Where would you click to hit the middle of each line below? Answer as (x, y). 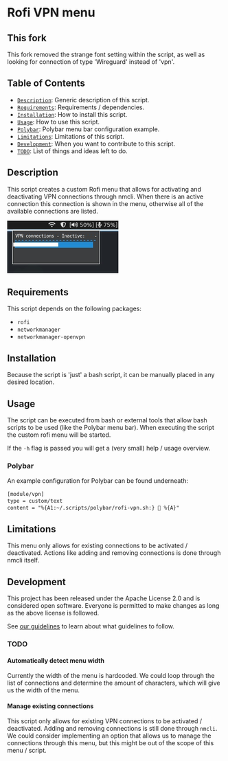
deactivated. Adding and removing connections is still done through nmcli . (112, 729)
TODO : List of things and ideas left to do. (72, 151)
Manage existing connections (50, 706)
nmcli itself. (23, 560)
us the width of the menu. (44, 690)
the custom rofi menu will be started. (59, 435)
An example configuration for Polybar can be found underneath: (98, 481)
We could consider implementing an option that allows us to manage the (109, 736)
